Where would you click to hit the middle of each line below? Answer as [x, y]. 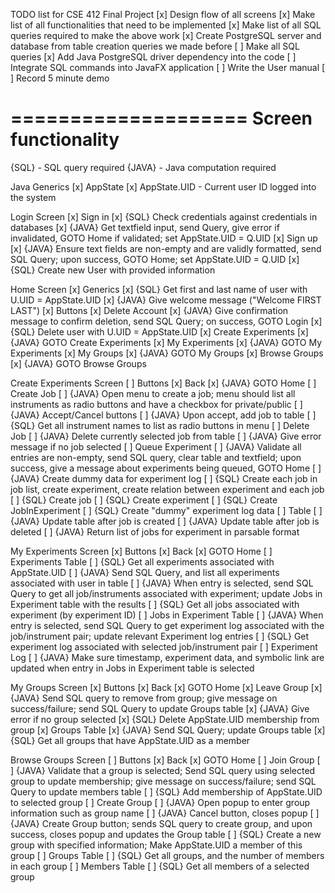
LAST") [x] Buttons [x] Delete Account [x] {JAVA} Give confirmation [149, 310]
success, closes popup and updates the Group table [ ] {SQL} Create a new [166, 834]
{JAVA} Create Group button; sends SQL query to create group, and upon [161, 823]
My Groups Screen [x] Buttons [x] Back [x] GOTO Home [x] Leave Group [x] [166, 687]
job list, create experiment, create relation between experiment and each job [167, 489]
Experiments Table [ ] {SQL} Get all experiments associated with [142, 561]
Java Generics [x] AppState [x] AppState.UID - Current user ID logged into [163, 186]
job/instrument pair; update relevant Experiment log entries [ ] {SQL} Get [160, 636]
